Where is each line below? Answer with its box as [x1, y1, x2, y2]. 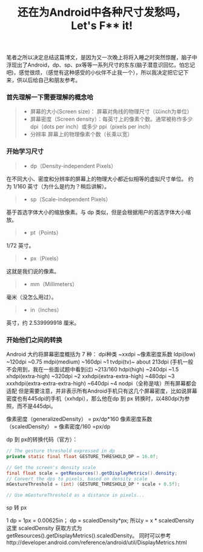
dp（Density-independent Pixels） [30, 162, 117, 170]
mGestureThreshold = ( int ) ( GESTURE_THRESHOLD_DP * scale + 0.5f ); [6, 481, 181, 488]
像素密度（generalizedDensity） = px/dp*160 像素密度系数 [6, 416, 153, 423]
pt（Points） [30, 228, 62, 236]
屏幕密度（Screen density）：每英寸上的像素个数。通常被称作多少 [30, 116, 193, 123]
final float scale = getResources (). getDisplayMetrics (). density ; [6, 470, 178, 476]
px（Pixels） [30, 254, 62, 262]
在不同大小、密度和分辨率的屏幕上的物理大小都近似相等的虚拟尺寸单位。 [6, 175, 187, 182]
